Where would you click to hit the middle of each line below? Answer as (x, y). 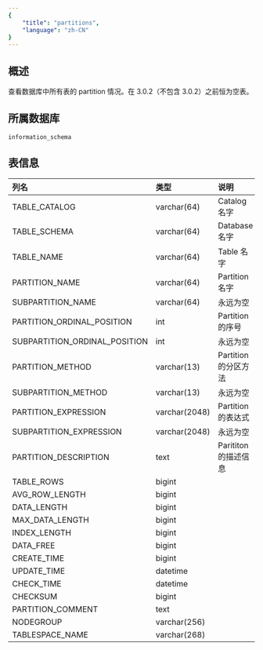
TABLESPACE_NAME (50, 634)
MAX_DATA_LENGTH (51, 520)
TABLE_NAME (38, 257)
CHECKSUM (35, 596)
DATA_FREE (34, 545)
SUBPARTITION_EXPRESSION (67, 431)
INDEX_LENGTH (42, 532)
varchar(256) (180, 622)
